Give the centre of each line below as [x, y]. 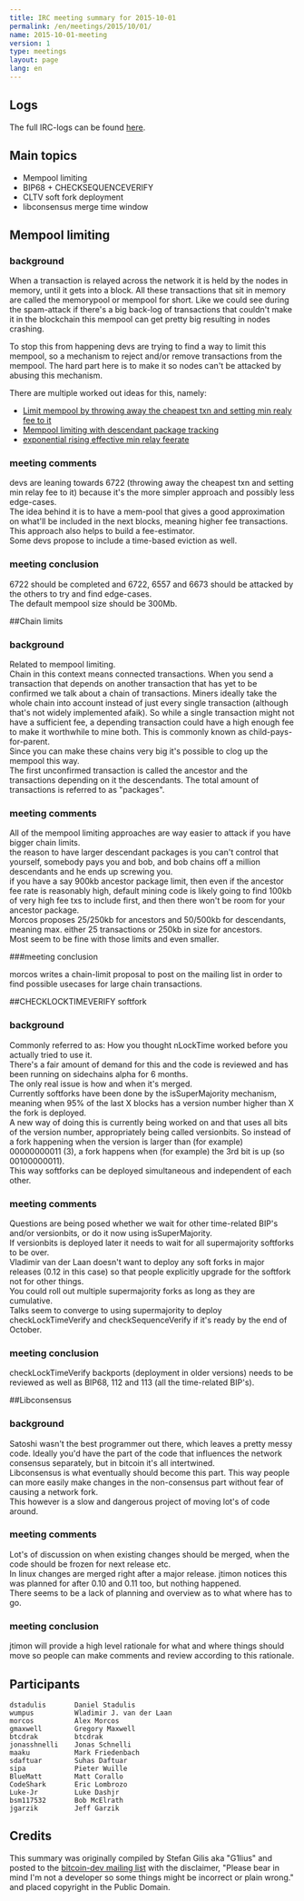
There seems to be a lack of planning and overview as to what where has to [151, 1593]
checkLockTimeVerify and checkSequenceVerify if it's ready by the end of [148, 1320]
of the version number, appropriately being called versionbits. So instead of [151, 1132]
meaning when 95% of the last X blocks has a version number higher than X [152, 1103]
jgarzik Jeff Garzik [64, 1808]
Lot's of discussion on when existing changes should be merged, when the [150, 1554]
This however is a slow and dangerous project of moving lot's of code [140, 1501]
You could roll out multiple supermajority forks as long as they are [132, 1291]
